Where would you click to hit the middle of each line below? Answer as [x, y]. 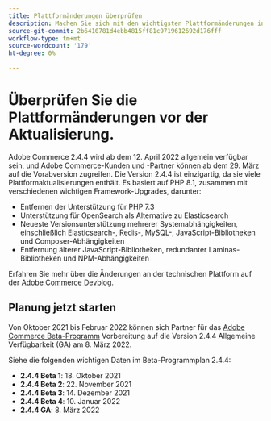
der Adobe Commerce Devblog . [61, 282]
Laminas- [224, 249]
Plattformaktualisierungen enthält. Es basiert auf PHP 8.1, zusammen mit [128, 182]
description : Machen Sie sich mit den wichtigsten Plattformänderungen [131, 23]
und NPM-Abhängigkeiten [106, 258]
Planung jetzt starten [63, 308]
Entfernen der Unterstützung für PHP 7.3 [87, 206]
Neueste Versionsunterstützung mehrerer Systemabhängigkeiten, [129, 223]
